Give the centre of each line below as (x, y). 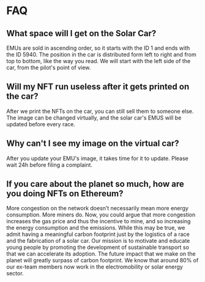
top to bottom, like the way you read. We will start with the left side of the (99, 61)
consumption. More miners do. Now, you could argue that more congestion (101, 215)
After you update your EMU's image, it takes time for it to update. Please (97, 158)
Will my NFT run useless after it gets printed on (98, 87)
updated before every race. (41, 124)
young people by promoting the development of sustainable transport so (98, 247)
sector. (15, 273)
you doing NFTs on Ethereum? (65, 194)
